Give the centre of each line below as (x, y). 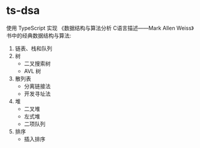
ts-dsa (23, 11)
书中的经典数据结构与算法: (39, 35)
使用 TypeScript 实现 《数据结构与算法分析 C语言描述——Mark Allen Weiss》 (100, 28)
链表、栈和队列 (33, 48)
